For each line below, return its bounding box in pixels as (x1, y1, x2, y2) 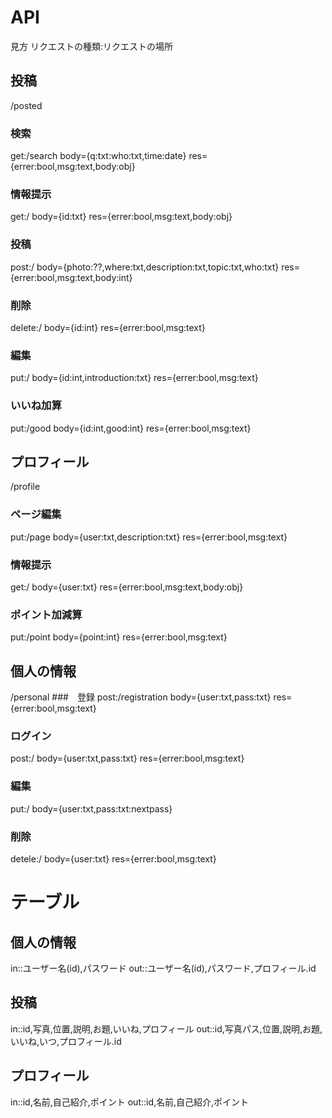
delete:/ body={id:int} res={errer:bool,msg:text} (10, 321, 206, 333)
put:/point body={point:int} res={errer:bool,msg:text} (10, 631, 228, 643)
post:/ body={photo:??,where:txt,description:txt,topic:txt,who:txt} (10, 261, 280, 273)
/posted (10, 99, 43, 111)
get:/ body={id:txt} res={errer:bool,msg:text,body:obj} (10, 211, 233, 223)
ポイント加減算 (10, 607, 83, 621)
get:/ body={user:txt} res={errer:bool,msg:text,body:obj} (10, 581, 244, 593)
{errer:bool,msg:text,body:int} (10, 271, 133, 283)
